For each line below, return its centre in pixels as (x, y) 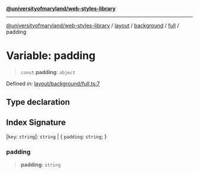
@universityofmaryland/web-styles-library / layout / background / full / (93, 25)
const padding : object (48, 72)
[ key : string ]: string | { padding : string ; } (57, 137)
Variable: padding (51, 56)
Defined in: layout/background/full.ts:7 (53, 83)
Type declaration (38, 102)
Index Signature (36, 122)
